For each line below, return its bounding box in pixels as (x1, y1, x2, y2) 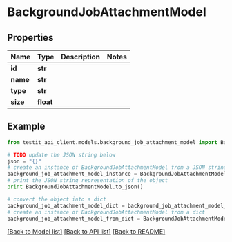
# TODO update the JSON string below (7, 151, 116, 159)
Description (61, 52, 100, 61)
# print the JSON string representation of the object (7, 177, 168, 184)
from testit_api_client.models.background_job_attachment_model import (7, 139, 217, 145)
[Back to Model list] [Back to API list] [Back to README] (7, 228, 166, 236)
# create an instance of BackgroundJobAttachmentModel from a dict (7, 208, 206, 216)
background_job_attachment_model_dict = (7, 202, 126, 209)
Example (7, 121, 46, 132)
